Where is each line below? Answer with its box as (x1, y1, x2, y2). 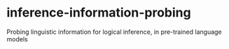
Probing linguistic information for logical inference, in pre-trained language (6, 28, 222, 36)
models (6, 35, 29, 43)
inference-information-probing (6, 5, 191, 21)
